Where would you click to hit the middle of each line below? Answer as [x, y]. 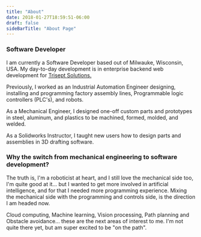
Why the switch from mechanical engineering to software [92, 157]
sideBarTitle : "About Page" [41, 28]
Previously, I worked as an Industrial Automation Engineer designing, [91, 87]
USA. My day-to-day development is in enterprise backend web [85, 69]
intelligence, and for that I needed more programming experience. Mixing [97, 190]
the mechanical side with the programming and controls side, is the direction [101, 197]
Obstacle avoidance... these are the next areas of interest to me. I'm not [95, 221]
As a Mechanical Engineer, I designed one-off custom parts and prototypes [99, 111]
